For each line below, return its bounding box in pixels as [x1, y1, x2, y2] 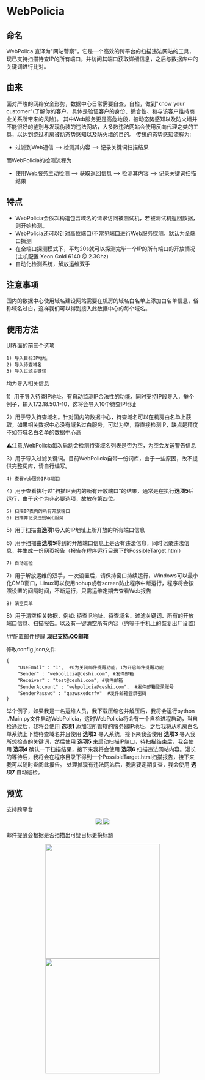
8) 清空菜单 [6, 601, 34, 607]
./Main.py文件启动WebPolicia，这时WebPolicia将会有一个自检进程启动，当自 [6, 715, 198, 722]
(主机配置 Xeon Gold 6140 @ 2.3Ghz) [15, 252, 109, 260]
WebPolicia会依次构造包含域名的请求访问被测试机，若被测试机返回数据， [15, 214, 198, 222]
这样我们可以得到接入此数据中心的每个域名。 [38, 305, 151, 312]
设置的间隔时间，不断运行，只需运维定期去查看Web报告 [11, 587, 151, 594]
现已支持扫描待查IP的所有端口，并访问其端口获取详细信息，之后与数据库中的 [6, 55, 198, 62]
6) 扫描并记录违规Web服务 [6, 515, 64, 521]
